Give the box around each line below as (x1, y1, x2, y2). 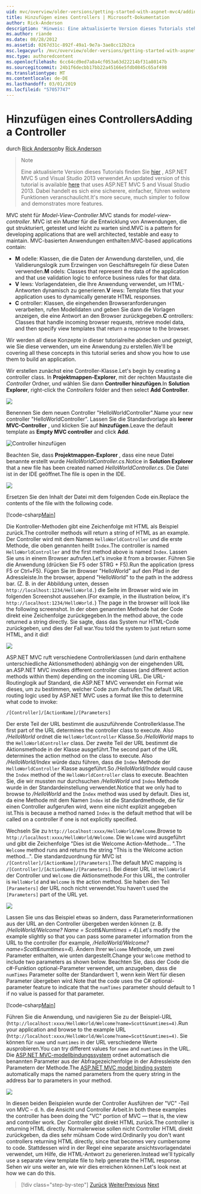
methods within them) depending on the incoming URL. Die (6, 673, 152, 680)
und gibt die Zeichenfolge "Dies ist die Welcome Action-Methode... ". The (6, 840, 185, 847)
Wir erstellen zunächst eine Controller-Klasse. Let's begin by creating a (6, 367, 181, 374)
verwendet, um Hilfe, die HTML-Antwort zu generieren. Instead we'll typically (6, 1150, 195, 1157)
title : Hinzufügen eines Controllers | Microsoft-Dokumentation (6, 14, 170, 20)
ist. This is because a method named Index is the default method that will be (6, 809, 193, 816)
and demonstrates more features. (20, 200, 103, 207)
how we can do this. (6, 1169, 56, 1177)
